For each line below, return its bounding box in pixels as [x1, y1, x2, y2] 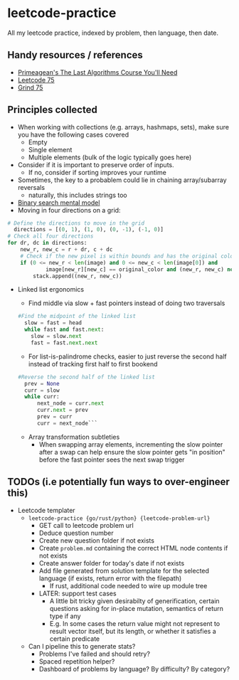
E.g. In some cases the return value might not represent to [49, 619, 221, 627]
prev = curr [36, 413, 73, 420]
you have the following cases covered [17, 130, 129, 139]
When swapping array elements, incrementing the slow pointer [38, 440, 223, 449]
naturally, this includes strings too [28, 191, 127, 199]
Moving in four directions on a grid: [17, 206, 121, 214]
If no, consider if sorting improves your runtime [28, 168, 167, 176]
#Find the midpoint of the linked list [17, 313, 137, 320]
